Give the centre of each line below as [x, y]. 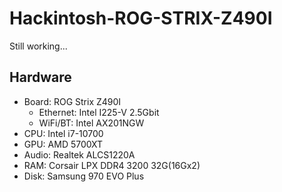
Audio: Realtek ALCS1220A [79, 154]
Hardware [40, 77]
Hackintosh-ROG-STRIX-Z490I [141, 18]
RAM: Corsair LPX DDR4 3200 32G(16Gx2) [112, 165]
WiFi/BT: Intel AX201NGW [91, 123]
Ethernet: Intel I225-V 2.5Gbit [99, 112]
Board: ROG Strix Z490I [72, 101]
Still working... [38, 46]
